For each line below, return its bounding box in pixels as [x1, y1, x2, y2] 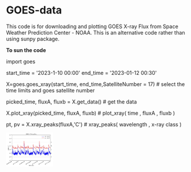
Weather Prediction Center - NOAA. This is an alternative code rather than [6, 29, 185, 36]
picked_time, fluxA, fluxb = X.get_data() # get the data [6, 98, 137, 105]
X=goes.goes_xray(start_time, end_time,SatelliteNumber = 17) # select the [6, 80, 185, 88]
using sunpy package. [6, 35, 60, 42]
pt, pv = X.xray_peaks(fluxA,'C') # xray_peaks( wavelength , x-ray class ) [6, 121, 182, 128]
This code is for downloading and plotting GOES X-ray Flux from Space [6, 23, 179, 30]
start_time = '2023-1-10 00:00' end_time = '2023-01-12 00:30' [6, 69, 157, 76]
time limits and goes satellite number [6, 87, 95, 94]
